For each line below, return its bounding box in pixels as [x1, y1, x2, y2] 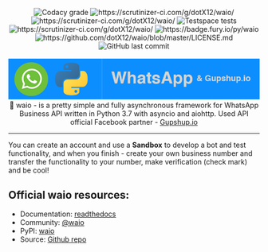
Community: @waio [19, 218, 85, 227]
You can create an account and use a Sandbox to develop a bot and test [8, 140, 246, 149]
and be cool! [8, 165, 49, 175]
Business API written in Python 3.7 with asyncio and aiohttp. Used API [19, 108, 249, 118]
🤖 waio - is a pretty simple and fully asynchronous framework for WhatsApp [9, 100, 259, 110]
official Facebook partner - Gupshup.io [70, 117, 198, 126]
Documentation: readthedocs [19, 209, 116, 219]
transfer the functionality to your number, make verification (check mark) [8, 157, 248, 166]
